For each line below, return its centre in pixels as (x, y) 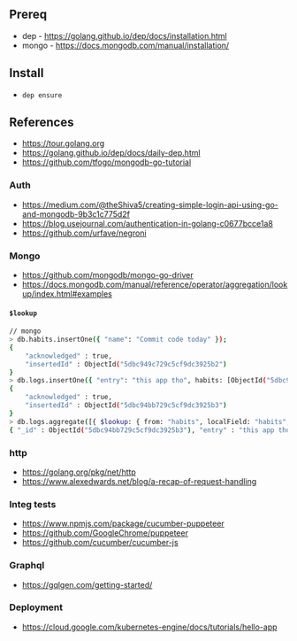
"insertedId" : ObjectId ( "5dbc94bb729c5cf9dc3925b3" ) (126, 405)
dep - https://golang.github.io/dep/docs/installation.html (124, 35)
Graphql (27, 566)
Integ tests (33, 504)
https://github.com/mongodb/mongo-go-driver (108, 275)
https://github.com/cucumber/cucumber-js (100, 543)
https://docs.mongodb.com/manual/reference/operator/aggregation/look (155, 285)
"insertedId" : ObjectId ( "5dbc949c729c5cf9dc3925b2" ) (126, 364)
